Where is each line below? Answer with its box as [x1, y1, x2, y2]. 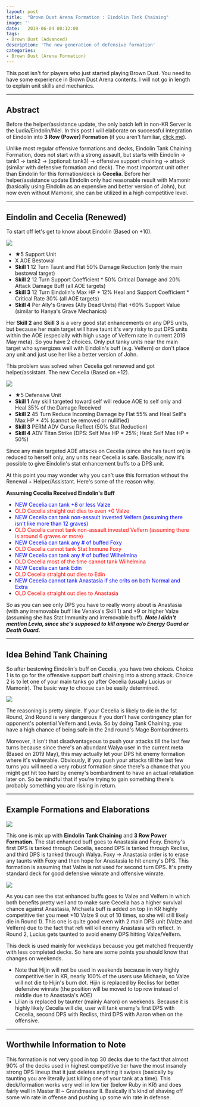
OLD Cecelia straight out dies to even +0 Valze [14, 507, 130, 514]
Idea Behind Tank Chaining [6, 649, 108, 659]
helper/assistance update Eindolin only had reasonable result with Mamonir [6, 176, 191, 184]
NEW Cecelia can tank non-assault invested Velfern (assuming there [14, 514, 183, 521]
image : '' [6, 20, 31, 26]
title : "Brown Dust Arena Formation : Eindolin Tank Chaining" [6, 14, 169, 20]
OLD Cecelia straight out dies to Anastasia [14, 590, 119, 597]
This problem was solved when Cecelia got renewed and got [6, 362, 155, 370]
